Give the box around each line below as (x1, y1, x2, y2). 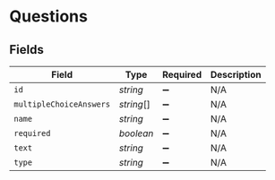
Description (210, 69, 262, 81)
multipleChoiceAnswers (13, 99, 110, 109)
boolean (118, 127, 154, 140)
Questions (9, 6, 88, 27)
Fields (9, 42, 45, 57)
